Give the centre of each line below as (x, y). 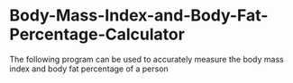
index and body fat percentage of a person (89, 69)
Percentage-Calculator (97, 34)
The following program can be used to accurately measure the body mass (146, 59)
